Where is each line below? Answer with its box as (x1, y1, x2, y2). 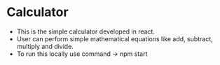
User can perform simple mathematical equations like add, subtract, (16, 34, 213, 43)
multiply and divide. (16, 42, 74, 50)
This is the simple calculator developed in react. (16, 27, 156, 36)
